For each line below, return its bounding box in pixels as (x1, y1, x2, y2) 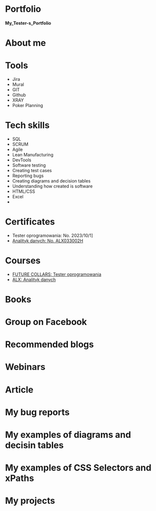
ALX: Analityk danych (12, 276, 56, 282)
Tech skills (5, 120, 50, 131)
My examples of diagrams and (5, 429, 131, 440)
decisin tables (5, 440, 64, 451)
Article (5, 384, 33, 395)
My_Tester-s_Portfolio (5, 20, 52, 26)
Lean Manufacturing (12, 151, 54, 157)
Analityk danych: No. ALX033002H (12, 238, 84, 244)
